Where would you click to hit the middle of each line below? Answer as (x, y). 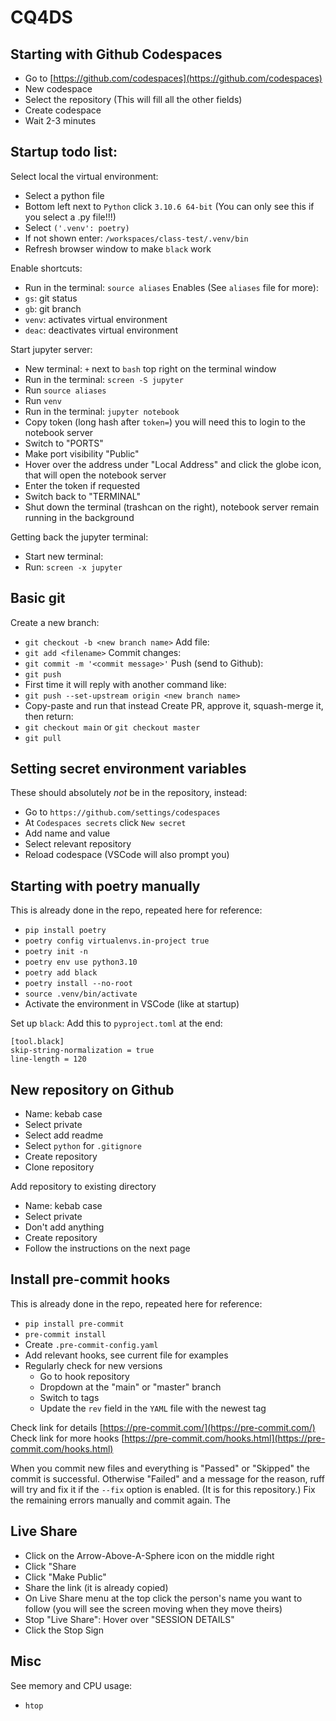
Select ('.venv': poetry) (77, 227)
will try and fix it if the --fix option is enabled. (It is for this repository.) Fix (163, 1489)
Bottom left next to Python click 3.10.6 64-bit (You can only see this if (169, 206)
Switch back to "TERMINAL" (83, 496)
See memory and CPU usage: (71, 1685)
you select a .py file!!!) (70, 217)
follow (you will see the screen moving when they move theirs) (153, 1608)
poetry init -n (56, 952)
